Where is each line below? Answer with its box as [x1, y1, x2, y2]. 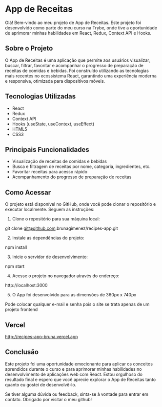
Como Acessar [5, 188, 51, 196]
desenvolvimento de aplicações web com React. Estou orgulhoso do [5, 371, 143, 377]
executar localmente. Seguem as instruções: [5, 207, 95, 213]
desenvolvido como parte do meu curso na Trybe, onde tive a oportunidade [5, 24, 158, 30]
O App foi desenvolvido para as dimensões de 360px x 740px [12, 292, 137, 298]
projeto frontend [5, 307, 38, 312]
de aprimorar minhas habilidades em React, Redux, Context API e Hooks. [5, 30, 152, 36]
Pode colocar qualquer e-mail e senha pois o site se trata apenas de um [5, 301, 150, 307]
